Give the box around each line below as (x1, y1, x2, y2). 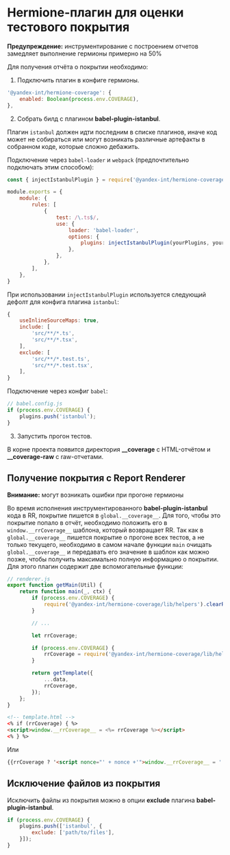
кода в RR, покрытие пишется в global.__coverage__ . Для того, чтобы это (7, 511, 221, 519)
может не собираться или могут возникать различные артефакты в (7, 135, 205, 143)
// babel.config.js (7, 400, 63, 408)
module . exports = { (7, 189, 63, 196)
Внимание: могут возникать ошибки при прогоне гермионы (7, 491, 183, 499)
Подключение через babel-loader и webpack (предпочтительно (7, 156, 190, 164)
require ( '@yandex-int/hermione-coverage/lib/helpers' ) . (43, 601, 207, 608)
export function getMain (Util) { (7, 582, 103, 589)
